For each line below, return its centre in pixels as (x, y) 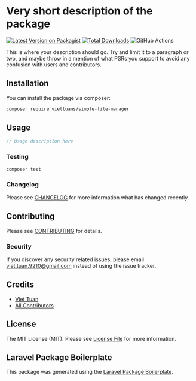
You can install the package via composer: (58, 98)
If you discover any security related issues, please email (75, 259)
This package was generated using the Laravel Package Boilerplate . (90, 372)
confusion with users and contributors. (54, 65)
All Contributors (34, 305)
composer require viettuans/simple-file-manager (68, 109)
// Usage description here (40, 141)
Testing (17, 157)
